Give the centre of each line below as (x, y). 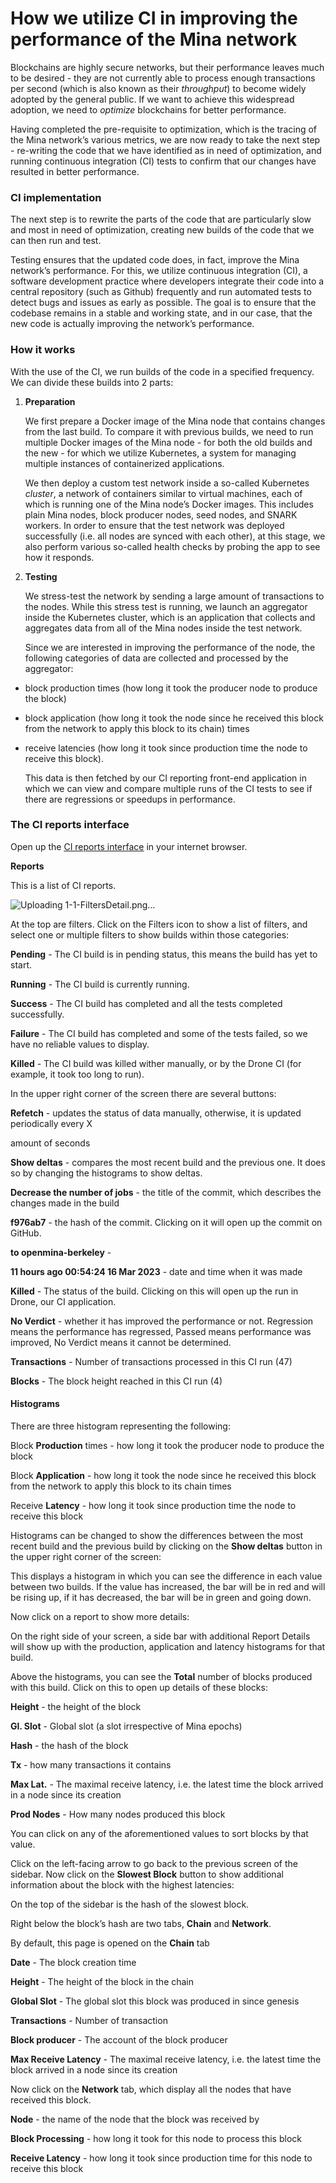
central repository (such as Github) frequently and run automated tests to (161, 292)
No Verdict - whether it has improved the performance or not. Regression (162, 1321)
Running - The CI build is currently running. (100, 984)
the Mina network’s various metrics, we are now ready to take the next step (165, 139)
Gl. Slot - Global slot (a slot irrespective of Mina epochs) (126, 1726)
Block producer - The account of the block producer (119, 2040)
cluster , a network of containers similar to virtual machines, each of (163, 493)
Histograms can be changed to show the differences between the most (157, 1536)
